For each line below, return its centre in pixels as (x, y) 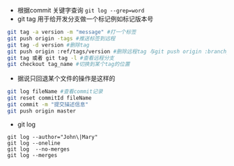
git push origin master (42, 111)
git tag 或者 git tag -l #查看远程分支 (61, 58)
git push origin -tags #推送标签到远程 (61, 38)
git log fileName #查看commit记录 (55, 92)
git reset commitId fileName (49, 98)
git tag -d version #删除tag (48, 45)
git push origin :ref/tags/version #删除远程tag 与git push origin (104, 51)
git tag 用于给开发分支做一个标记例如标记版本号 (85, 19)
